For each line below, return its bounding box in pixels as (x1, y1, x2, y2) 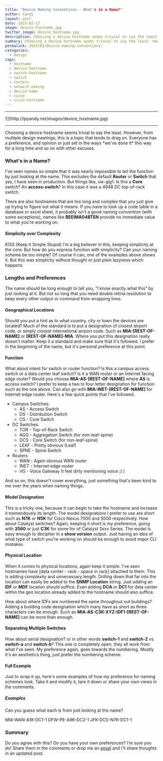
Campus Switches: (12, 401, 50, 407)
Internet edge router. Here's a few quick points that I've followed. (5, 391, 135, 397)
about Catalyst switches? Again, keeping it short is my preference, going (5, 520, 150, 527)
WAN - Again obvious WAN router (19, 458, 87, 464)
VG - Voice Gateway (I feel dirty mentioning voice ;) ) (19, 468, 125, 474)
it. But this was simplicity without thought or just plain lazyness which (5, 257, 144, 263)
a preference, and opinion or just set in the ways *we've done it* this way (5, 140, 152, 146)
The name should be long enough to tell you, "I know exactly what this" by (5, 285, 154, 291)
